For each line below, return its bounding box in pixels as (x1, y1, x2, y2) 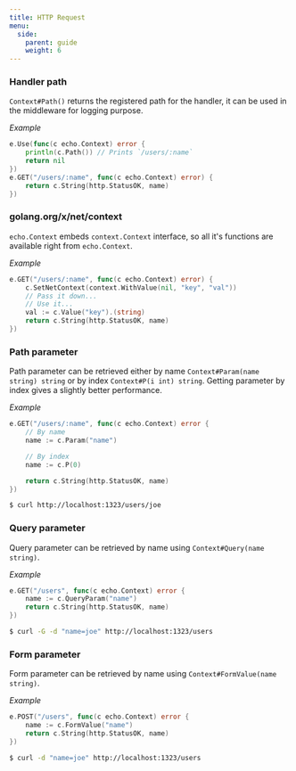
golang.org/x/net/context (9, 210, 123, 223)
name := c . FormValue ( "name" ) (25, 721, 134, 730)
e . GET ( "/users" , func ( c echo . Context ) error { (9, 586, 185, 595)
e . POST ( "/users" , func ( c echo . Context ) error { (9, 712, 190, 722)
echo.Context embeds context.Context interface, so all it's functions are (9, 231, 274, 242)
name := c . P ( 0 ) (25, 460, 82, 469)
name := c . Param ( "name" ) (25, 436, 118, 446)
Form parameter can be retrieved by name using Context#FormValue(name (9, 668, 277, 679)
